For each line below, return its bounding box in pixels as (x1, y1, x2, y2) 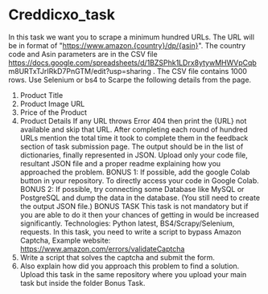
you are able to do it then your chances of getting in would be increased (19, 210, 259, 219)
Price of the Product (19, 107, 87, 117)
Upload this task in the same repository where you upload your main (19, 269, 247, 279)
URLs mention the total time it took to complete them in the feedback (19, 133, 249, 142)
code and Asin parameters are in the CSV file (8, 49, 159, 59)
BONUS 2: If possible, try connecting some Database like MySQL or (19, 184, 245, 194)
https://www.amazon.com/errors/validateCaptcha (19, 243, 185, 254)
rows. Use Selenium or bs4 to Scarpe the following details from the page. (8, 75, 252, 84)
